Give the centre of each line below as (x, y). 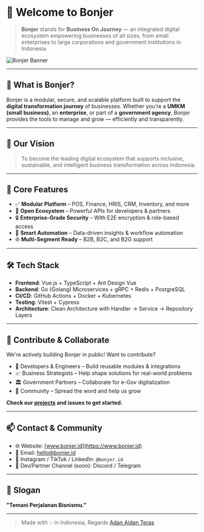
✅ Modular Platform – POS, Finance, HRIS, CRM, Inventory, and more (102, 204)
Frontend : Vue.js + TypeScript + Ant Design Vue (76, 283)
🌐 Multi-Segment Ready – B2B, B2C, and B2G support (84, 240)
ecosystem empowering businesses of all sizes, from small (95, 35)
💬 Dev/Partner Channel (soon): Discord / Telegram (78, 465)
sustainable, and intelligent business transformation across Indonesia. (108, 165)
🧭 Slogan (23, 490)
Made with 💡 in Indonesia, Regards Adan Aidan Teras (88, 522)
